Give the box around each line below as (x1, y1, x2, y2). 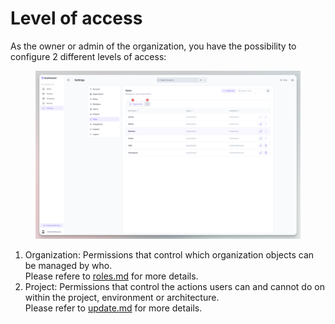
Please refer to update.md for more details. (24, 302, 203, 314)
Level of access (10, 7, 143, 30)
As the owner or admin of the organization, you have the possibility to (10, 40, 297, 52)
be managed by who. (24, 260, 113, 272)
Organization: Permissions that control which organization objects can (24, 249, 315, 261)
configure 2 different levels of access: (10, 50, 167, 62)
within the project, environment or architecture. (24, 292, 220, 304)
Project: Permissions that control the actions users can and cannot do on (24, 281, 325, 293)
